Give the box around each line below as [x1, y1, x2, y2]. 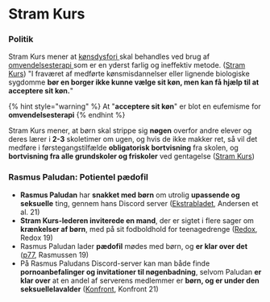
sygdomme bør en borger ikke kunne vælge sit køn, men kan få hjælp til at [8, 77, 260, 87]
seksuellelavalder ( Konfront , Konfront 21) [19, 283, 159, 294]
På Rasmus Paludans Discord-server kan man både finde [19, 259, 210, 268]
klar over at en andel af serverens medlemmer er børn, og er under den [19, 275, 260, 285]
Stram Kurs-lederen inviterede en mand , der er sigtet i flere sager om [19, 215, 254, 225]
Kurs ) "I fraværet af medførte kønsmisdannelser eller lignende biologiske [8, 69, 250, 79]
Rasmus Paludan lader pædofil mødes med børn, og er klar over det [19, 241, 248, 250]
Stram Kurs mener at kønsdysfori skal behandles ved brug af [8, 52, 210, 61]
